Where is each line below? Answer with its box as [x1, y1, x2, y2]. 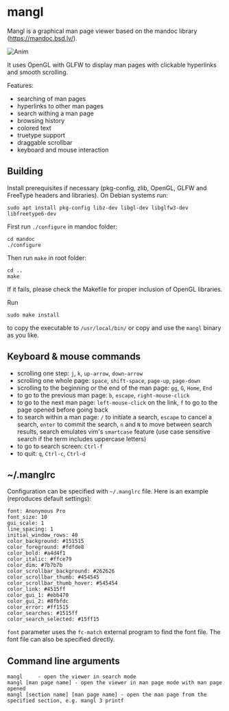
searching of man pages [16, 94, 86, 103]
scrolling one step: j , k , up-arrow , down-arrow [16, 369, 143, 377]
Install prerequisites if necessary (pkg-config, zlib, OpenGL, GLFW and [7, 183, 207, 192]
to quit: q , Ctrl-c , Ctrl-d [16, 449, 86, 457]
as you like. [7, 331, 39, 339]
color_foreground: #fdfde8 [7, 544, 84, 551]
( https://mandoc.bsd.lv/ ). [7, 34, 77, 42]
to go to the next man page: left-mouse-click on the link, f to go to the [16, 398, 218, 406]
